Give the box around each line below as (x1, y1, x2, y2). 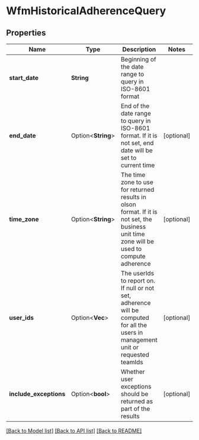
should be (120, 390, 149, 398)
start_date (9, 74, 39, 82)
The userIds (120, 269, 155, 277)
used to (120, 245, 142, 253)
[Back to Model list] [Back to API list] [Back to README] (6, 428, 142, 434)
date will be (120, 146, 153, 155)
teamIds (120, 358, 143, 366)
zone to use (120, 178, 154, 186)
